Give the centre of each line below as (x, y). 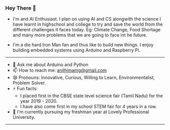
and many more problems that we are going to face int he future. (80, 35)
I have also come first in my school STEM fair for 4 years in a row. (88, 107)
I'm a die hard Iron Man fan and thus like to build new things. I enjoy (83, 45)
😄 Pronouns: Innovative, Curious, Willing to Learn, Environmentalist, (84, 78)
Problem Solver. (29, 83)
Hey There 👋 (21, 8)
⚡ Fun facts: (25, 89)
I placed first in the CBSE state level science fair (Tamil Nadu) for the (92, 96)
